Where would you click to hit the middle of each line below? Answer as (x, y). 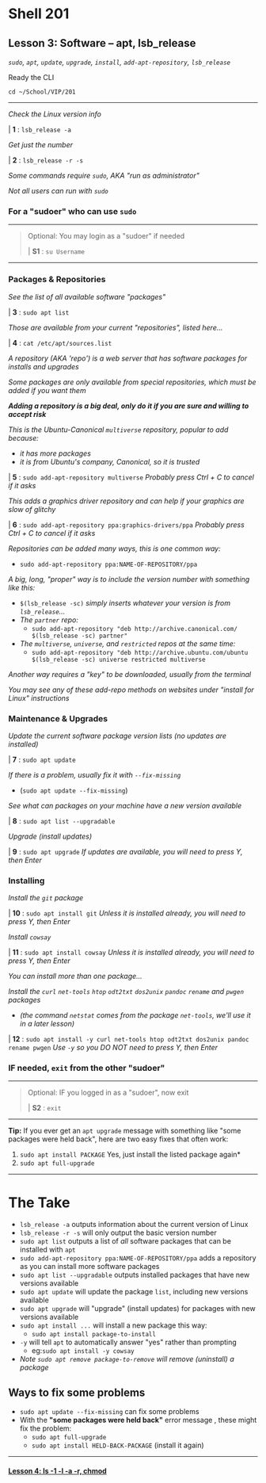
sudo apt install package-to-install (94, 1335)
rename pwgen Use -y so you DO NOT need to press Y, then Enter (113, 1048)
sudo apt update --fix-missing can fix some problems (109, 1412)
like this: (22, 587)
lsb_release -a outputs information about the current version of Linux (134, 1225)
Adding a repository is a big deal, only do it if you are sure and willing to (129, 406)
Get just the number (41, 145)
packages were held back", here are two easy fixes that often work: (118, 1139)
